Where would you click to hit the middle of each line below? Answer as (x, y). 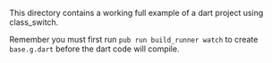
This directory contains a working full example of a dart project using (136, 13)
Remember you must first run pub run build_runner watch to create (134, 39)
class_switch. (34, 22)
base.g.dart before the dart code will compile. (94, 49)
